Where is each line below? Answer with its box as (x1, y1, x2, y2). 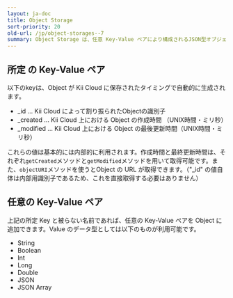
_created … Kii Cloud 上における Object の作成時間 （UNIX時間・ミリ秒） (17, 116, 227, 124)
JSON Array (17, 283, 52, 291)
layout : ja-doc (7, 10, 51, 17)
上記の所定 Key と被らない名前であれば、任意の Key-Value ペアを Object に (7, 216, 223, 224)
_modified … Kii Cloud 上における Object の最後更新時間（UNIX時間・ (17, 124, 217, 132)
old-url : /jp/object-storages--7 (7, 29, 104, 37)
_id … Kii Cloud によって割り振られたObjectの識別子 (17, 107, 166, 115)
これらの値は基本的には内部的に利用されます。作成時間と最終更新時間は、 (7, 148, 220, 156)
